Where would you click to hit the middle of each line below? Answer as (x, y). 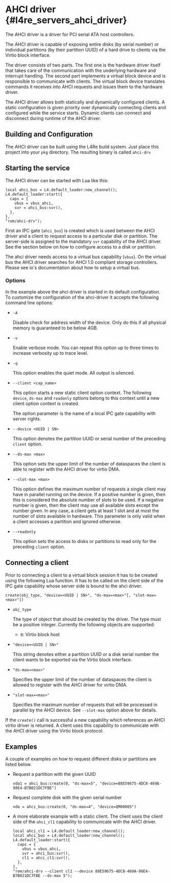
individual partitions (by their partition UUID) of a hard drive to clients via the (86, 50)
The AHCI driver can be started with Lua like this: (57, 180)
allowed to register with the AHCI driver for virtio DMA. (70, 684)
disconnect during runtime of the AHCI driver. (53, 118)
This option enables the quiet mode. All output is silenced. (74, 373)
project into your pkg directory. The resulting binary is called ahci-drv (78, 152)
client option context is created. (46, 403)
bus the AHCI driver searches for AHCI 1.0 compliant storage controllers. (82, 262)
